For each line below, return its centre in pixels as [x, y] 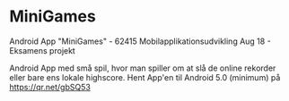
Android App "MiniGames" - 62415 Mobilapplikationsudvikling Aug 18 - [140, 41]
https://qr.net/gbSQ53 [50, 87]
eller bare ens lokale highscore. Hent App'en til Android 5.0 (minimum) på [145, 77]
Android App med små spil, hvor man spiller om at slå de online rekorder [143, 68]
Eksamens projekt [43, 50]
